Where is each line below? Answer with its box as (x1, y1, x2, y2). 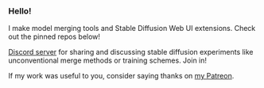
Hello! (8, 6, 32, 17)
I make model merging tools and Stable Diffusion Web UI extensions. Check (8, 24, 256, 33)
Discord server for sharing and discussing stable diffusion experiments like (8, 48, 254, 57)
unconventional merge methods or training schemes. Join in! (8, 55, 208, 65)
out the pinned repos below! (8, 32, 101, 41)
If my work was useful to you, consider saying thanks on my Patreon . (8, 71, 235, 81)
